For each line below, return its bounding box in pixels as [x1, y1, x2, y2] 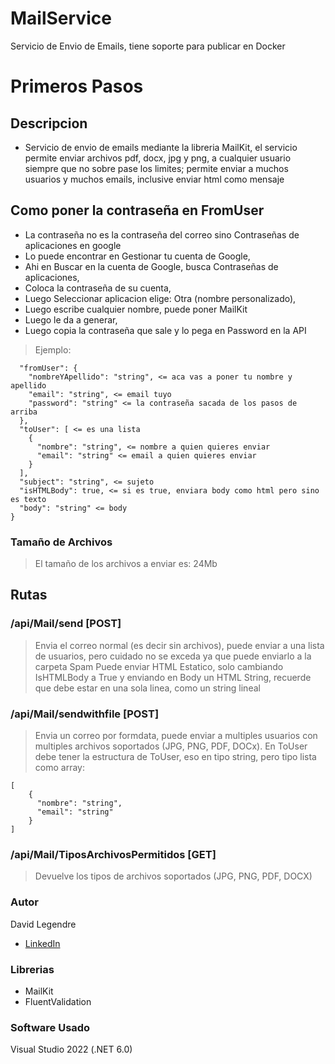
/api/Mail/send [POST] [10, 617, 122, 631]
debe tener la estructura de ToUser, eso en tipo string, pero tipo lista [34, 751, 317, 763]
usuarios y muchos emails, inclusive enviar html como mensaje [24, 173, 285, 185]
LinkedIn [24, 937, 61, 949]
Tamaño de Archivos [10, 535, 113, 549]
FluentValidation [24, 995, 92, 1007]
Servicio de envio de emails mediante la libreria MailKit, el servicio [24, 141, 298, 153]
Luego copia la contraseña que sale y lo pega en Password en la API [24, 324, 307, 336]
